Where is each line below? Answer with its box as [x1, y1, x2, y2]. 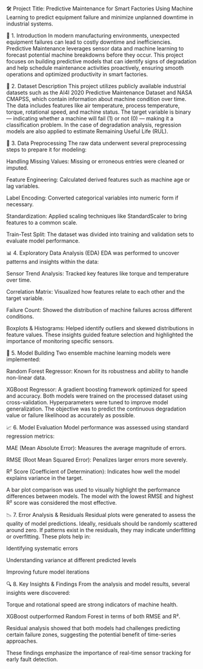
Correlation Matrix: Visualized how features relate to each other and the [6, 288, 185, 295]
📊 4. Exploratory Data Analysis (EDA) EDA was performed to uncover [6, 249, 180, 257]
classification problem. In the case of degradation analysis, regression [6, 121, 182, 128]
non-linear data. [6, 374, 47, 381]
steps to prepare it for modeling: [6, 146, 87, 153]
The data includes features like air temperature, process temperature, [6, 102, 180, 109]
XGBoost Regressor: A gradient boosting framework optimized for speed [6, 386, 188, 393]
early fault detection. [6, 656, 59, 663]
